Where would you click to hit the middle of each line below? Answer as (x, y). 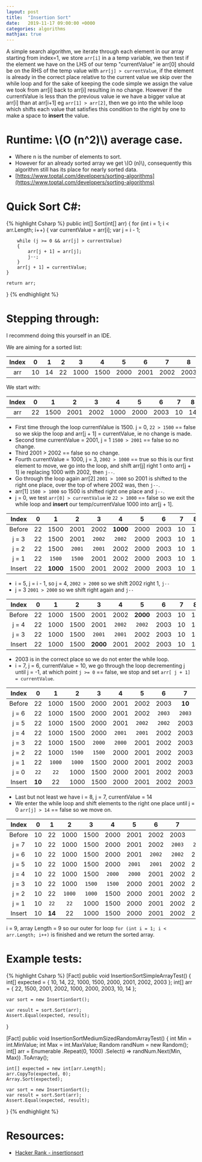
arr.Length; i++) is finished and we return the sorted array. (81, 934)
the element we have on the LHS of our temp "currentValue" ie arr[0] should (100, 65)
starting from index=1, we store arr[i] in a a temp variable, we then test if (98, 58)
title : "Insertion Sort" (38, 18)
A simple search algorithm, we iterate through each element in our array (95, 51)
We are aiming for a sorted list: (44, 347)
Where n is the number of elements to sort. (68, 157)
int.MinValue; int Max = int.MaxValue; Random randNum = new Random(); (97, 1044)
